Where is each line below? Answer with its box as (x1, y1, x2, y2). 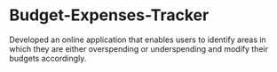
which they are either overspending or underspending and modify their (9, 43, 269, 54)
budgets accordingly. (9, 53, 87, 63)
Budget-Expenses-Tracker (9, 5, 210, 25)
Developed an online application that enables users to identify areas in (9, 34, 266, 45)
